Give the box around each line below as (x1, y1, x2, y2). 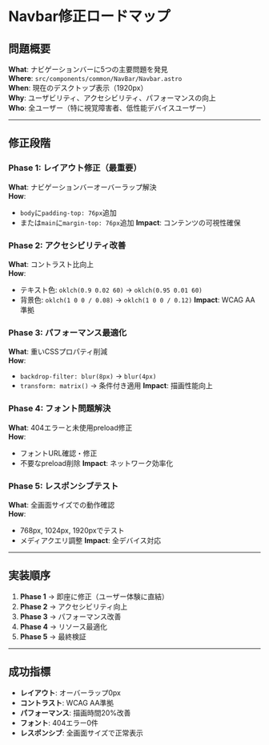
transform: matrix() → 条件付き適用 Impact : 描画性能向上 (19, 381, 214, 391)
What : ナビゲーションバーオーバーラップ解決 (8, 182, 158, 192)
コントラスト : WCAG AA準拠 (19, 698, 114, 707)
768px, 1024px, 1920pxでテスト (19, 525, 126, 535)
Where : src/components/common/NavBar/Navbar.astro (8, 74, 183, 83)
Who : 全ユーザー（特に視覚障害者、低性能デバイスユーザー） (8, 103, 211, 112)
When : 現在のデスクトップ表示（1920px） (8, 83, 148, 92)
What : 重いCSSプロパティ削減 (8, 346, 108, 357)
